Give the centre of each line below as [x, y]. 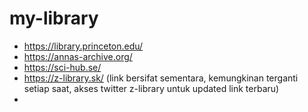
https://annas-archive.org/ [78, 56]
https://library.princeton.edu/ [83, 46]
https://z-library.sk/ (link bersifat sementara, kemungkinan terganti [161, 78]
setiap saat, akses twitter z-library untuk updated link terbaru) [151, 88]
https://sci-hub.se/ [62, 67]
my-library [54, 18]
